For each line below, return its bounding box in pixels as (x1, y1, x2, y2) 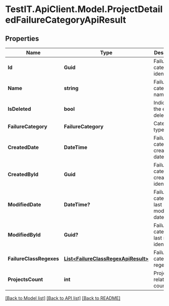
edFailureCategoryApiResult (5, 14, 127, 26)
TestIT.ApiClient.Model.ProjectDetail (5, 4, 163, 15)
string (63, 85, 79, 92)
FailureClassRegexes (8, 255, 59, 262)
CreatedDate (8, 144, 39, 150)
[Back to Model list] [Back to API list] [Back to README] (5, 295, 121, 301)
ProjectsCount (8, 276, 43, 283)
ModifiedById (8, 232, 41, 238)
